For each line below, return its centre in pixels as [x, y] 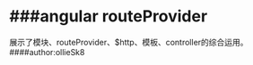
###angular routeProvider [109, 16]
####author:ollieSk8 [47, 52]
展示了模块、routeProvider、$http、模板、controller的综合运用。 [129, 42]
